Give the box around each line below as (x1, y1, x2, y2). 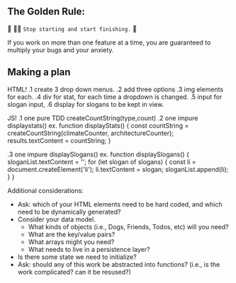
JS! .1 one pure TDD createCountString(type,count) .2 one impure (7, 113, 198, 122)
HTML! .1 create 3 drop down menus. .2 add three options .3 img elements (7, 85, 224, 93)
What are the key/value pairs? (28, 230, 116, 238)
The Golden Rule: (7, 6, 85, 18)
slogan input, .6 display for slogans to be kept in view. (7, 100, 164, 108)
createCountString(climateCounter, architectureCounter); (7, 129, 174, 137)
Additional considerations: (7, 186, 84, 195)
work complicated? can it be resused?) (17, 267, 131, 276)
